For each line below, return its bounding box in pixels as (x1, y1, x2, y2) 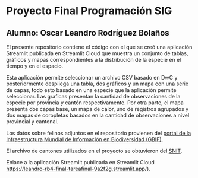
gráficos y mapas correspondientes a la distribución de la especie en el (6, 56, 181, 63)
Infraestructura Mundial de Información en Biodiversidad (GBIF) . (6, 136, 164, 143)
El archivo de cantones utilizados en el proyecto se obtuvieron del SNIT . (6, 147, 183, 154)
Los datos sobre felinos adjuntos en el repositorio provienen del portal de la (6, 129, 191, 136)
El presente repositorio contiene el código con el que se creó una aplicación (6, 43, 193, 50)
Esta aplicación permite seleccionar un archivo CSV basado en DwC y (6, 74, 178, 81)
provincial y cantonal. (6, 118, 59, 125)
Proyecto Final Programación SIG (6, 4, 172, 18)
